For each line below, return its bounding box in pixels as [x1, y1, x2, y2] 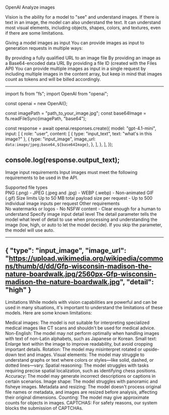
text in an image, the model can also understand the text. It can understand [5, 20, 161, 25]
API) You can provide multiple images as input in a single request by [5, 65, 146, 71]
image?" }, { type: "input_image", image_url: [5, 136, 96, 142]
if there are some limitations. [5, 30, 64, 36]
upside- [143, 346, 159, 352]
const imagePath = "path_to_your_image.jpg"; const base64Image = [5, 110, 147, 116]
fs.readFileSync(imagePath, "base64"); [5, 116, 87, 121]
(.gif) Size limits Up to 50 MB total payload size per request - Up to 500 [5, 195, 152, 201]
